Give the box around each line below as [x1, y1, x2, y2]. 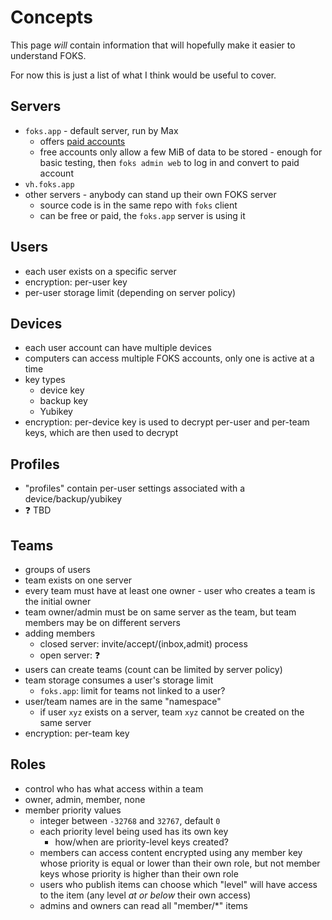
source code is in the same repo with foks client [39, 199, 238, 211]
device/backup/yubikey [24, 493, 123, 505]
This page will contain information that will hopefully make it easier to [10, 39, 296, 51]
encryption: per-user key [24, 276, 128, 288]
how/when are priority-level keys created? [54, 836, 229, 848]
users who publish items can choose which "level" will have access [39, 878, 318, 890]
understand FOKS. [10, 49, 87, 61]
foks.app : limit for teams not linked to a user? [39, 685, 226, 696]
